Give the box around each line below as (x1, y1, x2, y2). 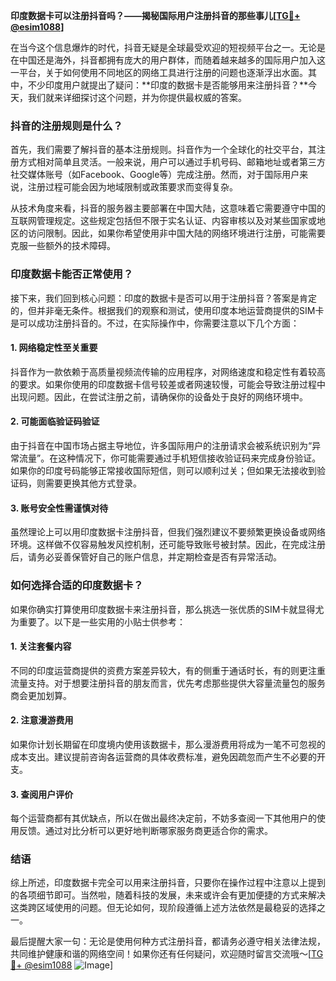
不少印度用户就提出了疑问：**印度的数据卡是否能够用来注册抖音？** (27, 79, 309, 91)
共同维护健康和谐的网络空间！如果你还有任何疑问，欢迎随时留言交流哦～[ (10, 948, 312, 960)
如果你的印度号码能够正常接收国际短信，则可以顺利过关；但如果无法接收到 (10, 465, 317, 476)
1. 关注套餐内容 (10, 640, 72, 653)
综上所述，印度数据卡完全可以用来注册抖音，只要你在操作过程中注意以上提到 (10, 877, 326, 889)
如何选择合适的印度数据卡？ (10, 579, 144, 593)
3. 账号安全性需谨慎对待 (10, 502, 109, 514)
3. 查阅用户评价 (10, 788, 74, 800)
